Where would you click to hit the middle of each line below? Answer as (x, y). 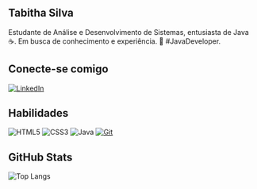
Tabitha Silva (41, 13)
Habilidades (38, 113)
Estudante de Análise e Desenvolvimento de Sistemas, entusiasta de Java (129, 32)
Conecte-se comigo (58, 69)
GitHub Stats (40, 157)
